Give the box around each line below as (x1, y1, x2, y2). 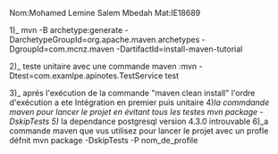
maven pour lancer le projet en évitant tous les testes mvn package (9, 107, 258, 117)
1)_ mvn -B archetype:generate (9, 25, 123, 35)
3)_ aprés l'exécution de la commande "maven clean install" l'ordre (9, 88, 256, 98)
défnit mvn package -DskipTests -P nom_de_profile (9, 135, 198, 145)
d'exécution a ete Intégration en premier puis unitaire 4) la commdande (9, 97, 270, 108)
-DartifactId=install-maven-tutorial (115, 44, 243, 54)
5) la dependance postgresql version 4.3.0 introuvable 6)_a (51, 116, 269, 126)
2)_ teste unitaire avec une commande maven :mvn (9, 61, 198, 71)
